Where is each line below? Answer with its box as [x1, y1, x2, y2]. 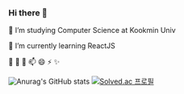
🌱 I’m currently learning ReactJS [8, 41, 115, 51]
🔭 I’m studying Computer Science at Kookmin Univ [8, 26, 176, 35]
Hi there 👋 [8, 7, 48, 18]
